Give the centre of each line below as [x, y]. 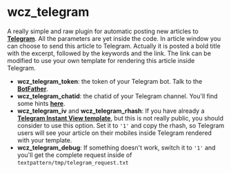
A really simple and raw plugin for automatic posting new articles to [103, 31]
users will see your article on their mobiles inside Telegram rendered [114, 133]
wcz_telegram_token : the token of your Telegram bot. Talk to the [110, 81]
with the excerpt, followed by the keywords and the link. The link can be [109, 53]
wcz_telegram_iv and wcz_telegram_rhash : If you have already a [111, 111]
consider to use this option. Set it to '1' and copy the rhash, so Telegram [121, 125]
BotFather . [32, 89]
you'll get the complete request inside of [74, 155]
